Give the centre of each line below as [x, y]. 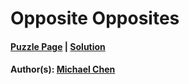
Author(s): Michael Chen [63, 69]
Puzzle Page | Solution [58, 46]
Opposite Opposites [95, 18]
